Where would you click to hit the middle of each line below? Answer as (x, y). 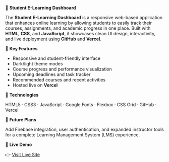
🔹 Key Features (21, 49)
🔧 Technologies (22, 95)
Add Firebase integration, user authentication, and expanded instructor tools (84, 129)
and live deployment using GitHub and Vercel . (53, 39)
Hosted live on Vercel (35, 85)
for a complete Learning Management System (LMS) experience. (73, 135)
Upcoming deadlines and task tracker (51, 74)
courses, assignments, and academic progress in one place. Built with (78, 28)
